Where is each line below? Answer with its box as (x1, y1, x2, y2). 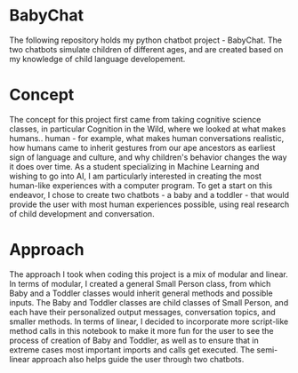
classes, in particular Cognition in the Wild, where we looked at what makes (9, 123, 286, 134)
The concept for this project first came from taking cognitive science (9, 114, 262, 124)
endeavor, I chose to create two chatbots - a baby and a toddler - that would (9, 189, 289, 200)
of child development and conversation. (9, 208, 155, 218)
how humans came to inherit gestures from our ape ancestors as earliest (9, 142, 276, 153)
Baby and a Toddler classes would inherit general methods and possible (9, 288, 273, 298)
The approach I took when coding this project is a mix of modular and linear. (9, 268, 289, 280)
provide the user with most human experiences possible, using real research (9, 199, 290, 210)
